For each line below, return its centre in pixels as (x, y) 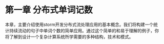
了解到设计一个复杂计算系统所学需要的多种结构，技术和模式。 (71, 37)
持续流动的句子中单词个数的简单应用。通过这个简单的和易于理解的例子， (82, 30)
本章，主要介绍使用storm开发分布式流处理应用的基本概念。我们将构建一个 (79, 24)
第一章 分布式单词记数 (49, 10)
